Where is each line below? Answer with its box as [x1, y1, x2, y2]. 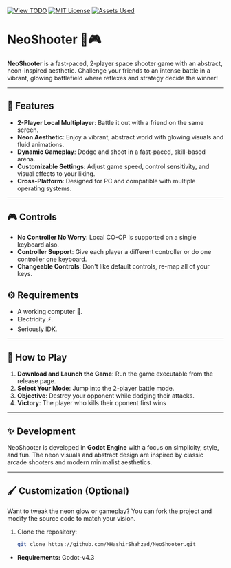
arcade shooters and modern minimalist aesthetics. [7, 458, 153, 466]
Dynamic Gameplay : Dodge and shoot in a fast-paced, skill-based [16, 148, 206, 156]
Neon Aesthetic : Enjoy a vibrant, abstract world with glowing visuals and [16, 133, 224, 141]
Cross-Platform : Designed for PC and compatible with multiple [16, 177, 196, 185]
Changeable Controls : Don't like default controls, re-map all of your [16, 262, 210, 271]
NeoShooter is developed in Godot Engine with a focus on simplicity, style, [7, 444, 219, 451]
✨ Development [7, 425, 76, 437]
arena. [16, 155, 36, 163]
